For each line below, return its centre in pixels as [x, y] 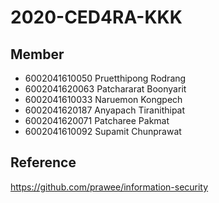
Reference [43, 162]
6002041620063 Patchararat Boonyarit [105, 89]
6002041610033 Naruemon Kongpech [103, 99]
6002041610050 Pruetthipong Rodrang [105, 78]
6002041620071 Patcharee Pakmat [97, 120]
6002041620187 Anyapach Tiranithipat [105, 110]
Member [37, 54]
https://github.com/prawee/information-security [109, 187]
